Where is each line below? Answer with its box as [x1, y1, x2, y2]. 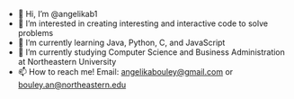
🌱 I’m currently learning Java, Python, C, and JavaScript [17, 37, 226, 48]
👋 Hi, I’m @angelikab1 [17, 9, 98, 19]
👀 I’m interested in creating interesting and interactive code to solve [17, 18, 268, 29]
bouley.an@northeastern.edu [17, 79, 127, 90]
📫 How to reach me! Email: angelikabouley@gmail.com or [17, 67, 234, 76]
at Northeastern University [17, 57, 117, 67]
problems [17, 28, 54, 38]
